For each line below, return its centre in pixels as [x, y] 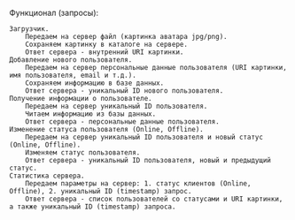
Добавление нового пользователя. [71, 60]
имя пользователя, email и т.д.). [73, 75]
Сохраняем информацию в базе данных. [95, 83]
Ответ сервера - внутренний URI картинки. [105, 52]
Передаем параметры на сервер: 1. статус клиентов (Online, [138, 184]
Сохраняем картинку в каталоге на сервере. [107, 44]
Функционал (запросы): [54, 13]
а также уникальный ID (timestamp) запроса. [93, 207]
